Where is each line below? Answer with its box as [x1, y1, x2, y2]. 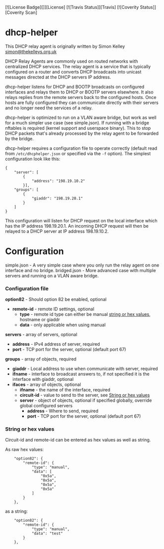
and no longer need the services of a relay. [5, 104, 93, 111]
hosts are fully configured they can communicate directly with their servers [5, 99, 159, 105]
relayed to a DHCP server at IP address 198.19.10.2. [5, 228, 109, 234]
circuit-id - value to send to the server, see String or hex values [19, 392, 150, 398]
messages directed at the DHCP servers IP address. [5, 74, 111, 80]
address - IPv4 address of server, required [12, 341, 100, 347]
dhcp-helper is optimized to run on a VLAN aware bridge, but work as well [5, 114, 157, 120]
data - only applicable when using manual [19, 322, 106, 328]
